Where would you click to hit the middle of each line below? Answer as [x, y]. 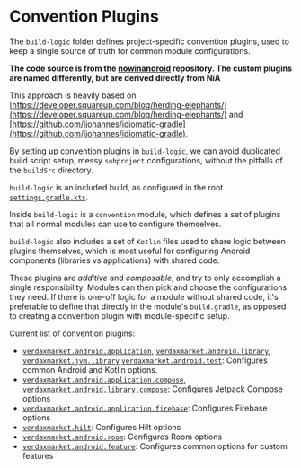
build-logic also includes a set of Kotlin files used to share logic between [147, 241]
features [38, 455]
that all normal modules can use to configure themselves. [115, 224]
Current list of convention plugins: [72, 333]
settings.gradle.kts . [49, 197]
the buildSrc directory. [51, 170]
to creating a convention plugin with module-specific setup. [120, 315]
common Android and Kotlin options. [90, 369]
